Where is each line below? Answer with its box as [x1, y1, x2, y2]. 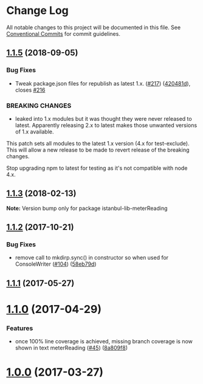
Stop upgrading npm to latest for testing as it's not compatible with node [6, 164, 188, 172]
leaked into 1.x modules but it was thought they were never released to [15, 115, 193, 122]
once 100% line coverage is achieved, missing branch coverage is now [15, 338, 193, 345]
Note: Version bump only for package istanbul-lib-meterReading [6, 204, 168, 212]
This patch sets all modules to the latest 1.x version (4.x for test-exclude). [6, 140, 190, 147]
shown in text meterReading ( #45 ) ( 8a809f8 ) [15, 344, 128, 352]
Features [6, 324, 33, 332]
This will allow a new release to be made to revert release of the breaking [6, 146, 190, 153]
